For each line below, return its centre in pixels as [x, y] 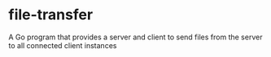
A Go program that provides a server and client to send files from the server [135, 37]
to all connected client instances [63, 45]
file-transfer [51, 15]
